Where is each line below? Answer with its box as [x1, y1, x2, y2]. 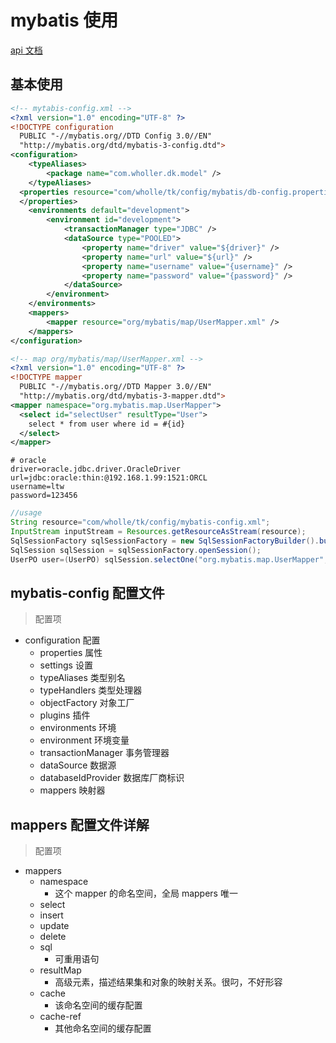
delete [39, 931, 67, 943]
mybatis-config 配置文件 [10, 584, 165, 601]
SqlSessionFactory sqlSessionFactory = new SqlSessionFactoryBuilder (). [10, 536, 320, 546]
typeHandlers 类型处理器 [39, 684, 143, 696]
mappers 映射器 [39, 784, 106, 796]
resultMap [39, 964, 82, 976]
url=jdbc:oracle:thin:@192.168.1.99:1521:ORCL [10, 473, 208, 483]
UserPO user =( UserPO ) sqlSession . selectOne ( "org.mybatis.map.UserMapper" [10, 554, 325, 565]
